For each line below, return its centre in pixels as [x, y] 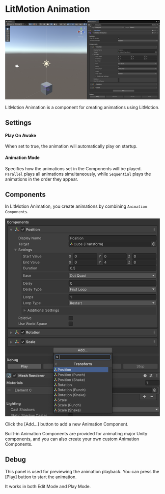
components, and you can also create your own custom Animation [72, 439]
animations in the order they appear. [42, 179]
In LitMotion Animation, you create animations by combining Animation [76, 206]
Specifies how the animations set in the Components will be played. [73, 168]
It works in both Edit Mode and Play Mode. [48, 486]
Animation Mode [23, 158]
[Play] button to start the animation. [41, 477]
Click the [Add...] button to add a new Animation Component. [67, 424]
